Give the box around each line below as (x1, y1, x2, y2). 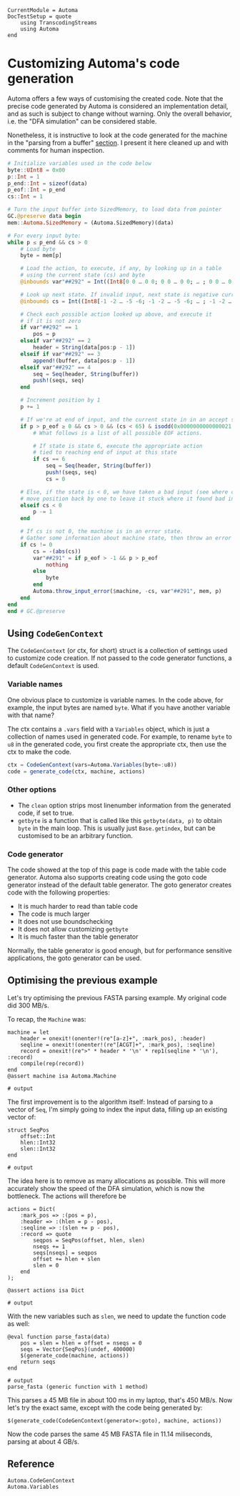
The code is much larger (17, 909, 91, 918)
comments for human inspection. (7, 146, 105, 154)
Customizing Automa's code (7, 56, 180, 71)
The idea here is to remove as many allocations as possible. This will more (7, 1176, 226, 1185)
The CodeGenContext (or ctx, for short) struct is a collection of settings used (7, 647, 228, 655)
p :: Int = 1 (7, 173, 40, 180)
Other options (7, 784, 57, 794)
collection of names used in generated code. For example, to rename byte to (7, 732, 232, 741)
